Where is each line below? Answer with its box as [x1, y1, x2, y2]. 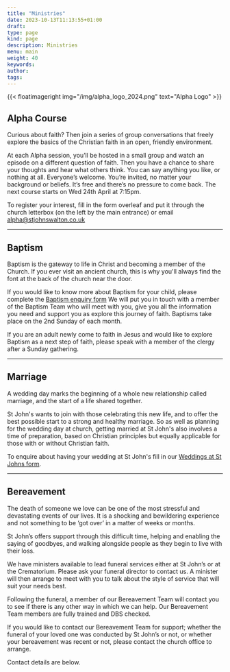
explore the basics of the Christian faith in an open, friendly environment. [7, 138, 214, 146]
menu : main [7, 49, 38, 56]
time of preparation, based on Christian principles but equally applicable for [7, 431, 220, 440]
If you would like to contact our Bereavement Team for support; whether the [7, 623, 222, 631]
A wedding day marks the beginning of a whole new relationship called [7, 389, 207, 398]
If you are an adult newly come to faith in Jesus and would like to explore [7, 331, 213, 338]
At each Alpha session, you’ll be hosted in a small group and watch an [7, 152, 205, 160]
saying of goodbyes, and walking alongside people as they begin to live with [7, 539, 222, 547]
